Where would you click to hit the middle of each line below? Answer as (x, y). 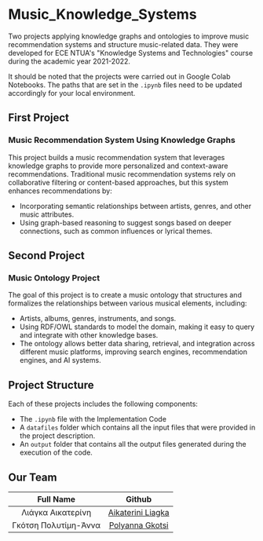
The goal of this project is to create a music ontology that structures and (125, 295)
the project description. (57, 436)
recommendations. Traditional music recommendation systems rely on (122, 174)
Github (139, 499)
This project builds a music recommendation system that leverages (117, 157)
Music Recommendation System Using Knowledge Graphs (122, 141)
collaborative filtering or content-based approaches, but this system (119, 182)
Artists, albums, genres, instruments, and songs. (98, 319)
